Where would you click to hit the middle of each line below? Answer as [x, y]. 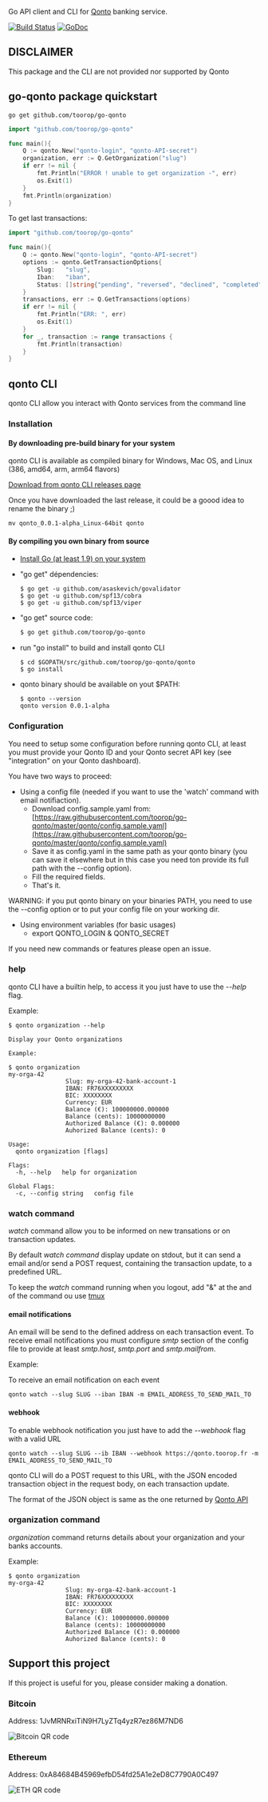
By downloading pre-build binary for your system [92, 442]
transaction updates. [42, 1239]
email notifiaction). [50, 800]
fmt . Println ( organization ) [67, 195]
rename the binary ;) [42, 509]
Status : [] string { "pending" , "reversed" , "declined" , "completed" [150, 284]
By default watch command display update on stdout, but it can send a [125, 1255]
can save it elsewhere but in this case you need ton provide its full [140, 859]
